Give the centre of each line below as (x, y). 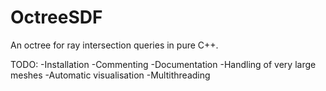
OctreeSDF (56, 17)
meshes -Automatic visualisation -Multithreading (110, 75)
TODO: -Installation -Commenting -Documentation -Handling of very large (163, 64)
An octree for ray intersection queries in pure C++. (114, 45)
